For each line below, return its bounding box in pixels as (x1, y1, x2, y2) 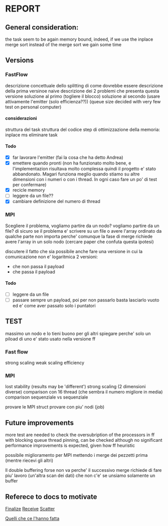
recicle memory (12, 187, 45, 193)
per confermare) (12, 182, 47, 188)
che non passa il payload (12, 263, 64, 269)
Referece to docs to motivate (5, 492, 97, 501)
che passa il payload (12, 269, 55, 275)
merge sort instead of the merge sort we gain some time (5, 42, 122, 48)
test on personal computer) (5, 104, 62, 110)
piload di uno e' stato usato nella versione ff (5, 335, 96, 341)
